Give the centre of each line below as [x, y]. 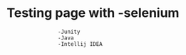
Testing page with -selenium [93, 13]
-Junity [69, 32]
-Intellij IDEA [80, 44]
